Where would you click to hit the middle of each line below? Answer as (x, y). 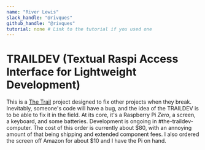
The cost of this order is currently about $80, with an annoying (113, 128)
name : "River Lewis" (33, 12)
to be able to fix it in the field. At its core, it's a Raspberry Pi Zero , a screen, (101, 115)
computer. (19, 128)
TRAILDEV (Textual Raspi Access (92, 59)
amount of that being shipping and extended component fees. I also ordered (103, 134)
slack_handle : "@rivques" (39, 18)
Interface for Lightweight (72, 72)
